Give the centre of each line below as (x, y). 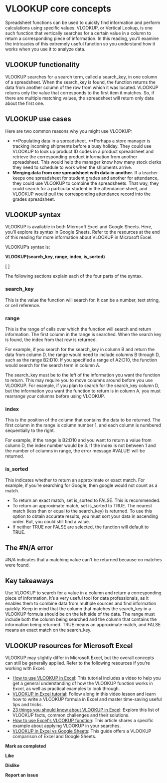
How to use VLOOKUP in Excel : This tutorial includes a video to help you (86, 678)
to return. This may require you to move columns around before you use (79, 380)
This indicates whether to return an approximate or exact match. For (75, 480)
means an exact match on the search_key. (48, 630)
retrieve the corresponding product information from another (75, 157)
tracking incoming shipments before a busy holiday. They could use (82, 146)
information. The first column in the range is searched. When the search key (83, 334)
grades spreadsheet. (34, 199)
